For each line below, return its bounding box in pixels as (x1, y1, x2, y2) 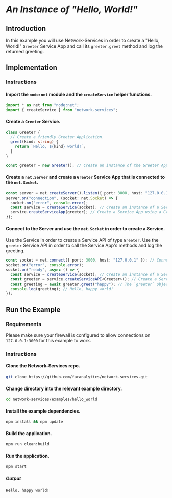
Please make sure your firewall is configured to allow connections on (6, 332, 151, 338)
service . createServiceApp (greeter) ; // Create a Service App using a (10, 210, 161, 215)
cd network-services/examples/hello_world (6, 397, 97, 402)
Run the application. (6, 452, 50, 459)
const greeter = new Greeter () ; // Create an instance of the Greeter (6, 163, 159, 168)
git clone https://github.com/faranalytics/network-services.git (6, 375, 148, 380)
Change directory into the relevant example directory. (6, 385, 122, 392)
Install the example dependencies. (6, 408, 81, 414)
